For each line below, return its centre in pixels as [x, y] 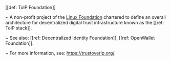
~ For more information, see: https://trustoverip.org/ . [61, 53]
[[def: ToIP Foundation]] [30, 7]
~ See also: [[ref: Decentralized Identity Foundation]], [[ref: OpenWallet [80, 38]
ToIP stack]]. [19, 28]
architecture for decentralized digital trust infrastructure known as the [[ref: [85, 23]
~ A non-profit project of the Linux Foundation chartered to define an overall [86, 17]
